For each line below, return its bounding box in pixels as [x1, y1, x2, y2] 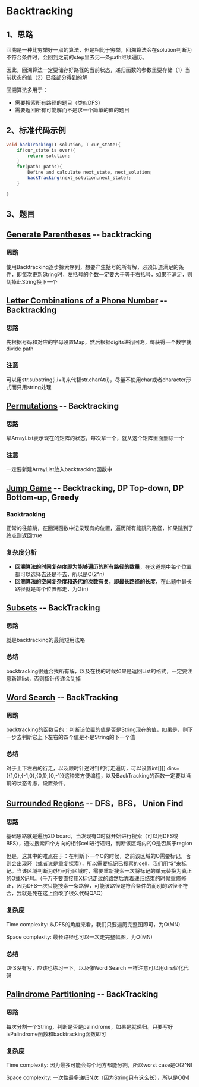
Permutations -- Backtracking [6, 401, 119, 411]
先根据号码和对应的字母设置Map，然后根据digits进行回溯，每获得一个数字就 [6, 339, 192, 346]
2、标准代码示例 [6, 126, 67, 136]
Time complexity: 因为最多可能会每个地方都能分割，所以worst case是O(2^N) [6, 1061, 193, 1069]
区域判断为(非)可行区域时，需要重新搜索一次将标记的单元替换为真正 [26, 867, 192, 875]
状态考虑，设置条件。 [16, 779, 69, 787]
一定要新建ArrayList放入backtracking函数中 [6, 465, 113, 472]
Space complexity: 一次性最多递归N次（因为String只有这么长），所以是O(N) [6, 1074, 190, 1081]
